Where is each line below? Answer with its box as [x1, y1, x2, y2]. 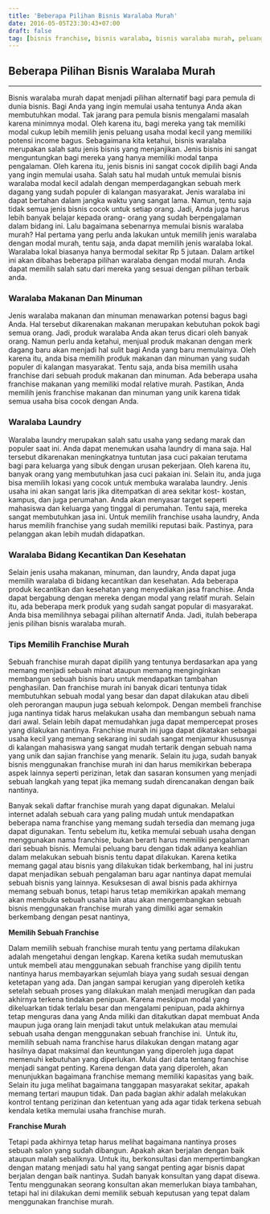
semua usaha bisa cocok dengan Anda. [8, 396, 139, 407]
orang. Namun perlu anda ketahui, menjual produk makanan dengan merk [8, 337, 253, 346]
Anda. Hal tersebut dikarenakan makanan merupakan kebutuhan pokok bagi [8, 320, 260, 329]
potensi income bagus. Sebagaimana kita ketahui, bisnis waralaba [8, 136, 227, 146]
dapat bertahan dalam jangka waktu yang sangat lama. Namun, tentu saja [8, 196, 252, 205]
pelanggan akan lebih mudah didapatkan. [8, 529, 145, 539]
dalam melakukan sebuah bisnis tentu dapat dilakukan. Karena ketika [8, 853, 237, 862]
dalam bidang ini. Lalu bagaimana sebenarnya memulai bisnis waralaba [8, 221, 243, 231]
